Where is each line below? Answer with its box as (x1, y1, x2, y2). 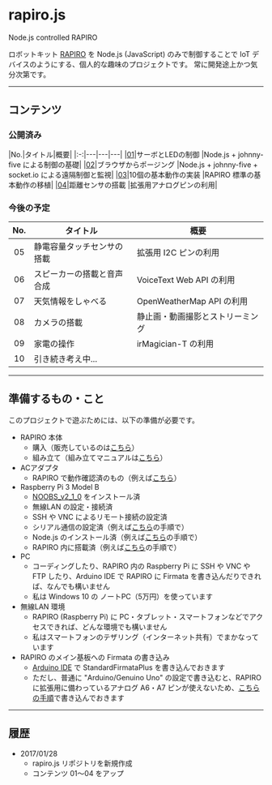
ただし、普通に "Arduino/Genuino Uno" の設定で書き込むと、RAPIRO (32, 672, 261, 682)
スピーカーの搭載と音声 (33, 268, 124, 279)
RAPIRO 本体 (19, 432, 63, 442)
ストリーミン (209, 311, 259, 322)
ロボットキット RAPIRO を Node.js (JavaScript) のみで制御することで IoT (8, 49, 251, 58)
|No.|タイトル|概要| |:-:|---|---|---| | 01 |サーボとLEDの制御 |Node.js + (8, 149, 236, 159)
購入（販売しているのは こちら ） (32, 442, 139, 452)
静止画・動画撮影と (136, 311, 210, 322)
